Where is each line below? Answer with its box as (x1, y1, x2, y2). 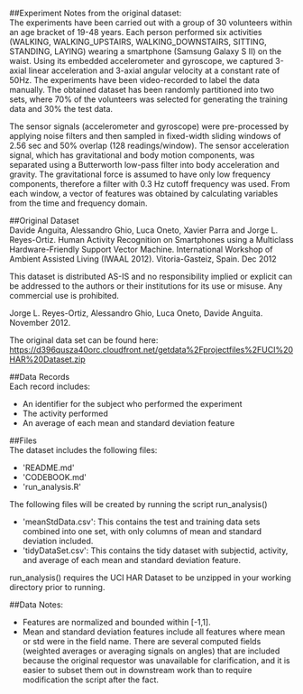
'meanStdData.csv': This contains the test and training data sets (22, 516, 261, 527)
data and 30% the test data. (9, 104, 114, 114)
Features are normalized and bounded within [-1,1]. (22, 617, 211, 627)
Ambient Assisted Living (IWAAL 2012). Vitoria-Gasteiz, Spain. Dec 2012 (9, 254, 277, 264)
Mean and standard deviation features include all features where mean (22, 626, 286, 637)
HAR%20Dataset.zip (9, 354, 86, 365)
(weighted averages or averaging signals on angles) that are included (22, 645, 280, 656)
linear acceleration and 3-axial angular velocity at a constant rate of (28, 65, 280, 76)
